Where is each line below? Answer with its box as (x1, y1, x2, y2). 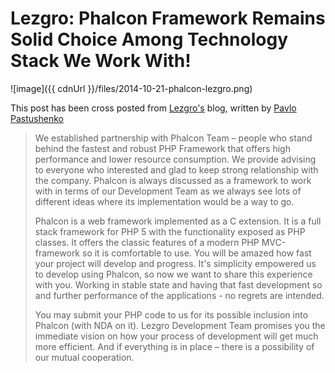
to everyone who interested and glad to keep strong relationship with (34, 163, 319, 176)
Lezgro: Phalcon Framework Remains (10, 7, 326, 30)
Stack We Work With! (10, 50, 192, 72)
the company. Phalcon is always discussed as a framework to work (34, 174, 312, 186)
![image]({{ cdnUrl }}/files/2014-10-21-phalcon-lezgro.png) (10, 82, 253, 94)
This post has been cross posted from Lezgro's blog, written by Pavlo (10, 102, 297, 114)
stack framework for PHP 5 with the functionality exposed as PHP (34, 225, 306, 237)
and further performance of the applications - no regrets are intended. (34, 289, 325, 301)
